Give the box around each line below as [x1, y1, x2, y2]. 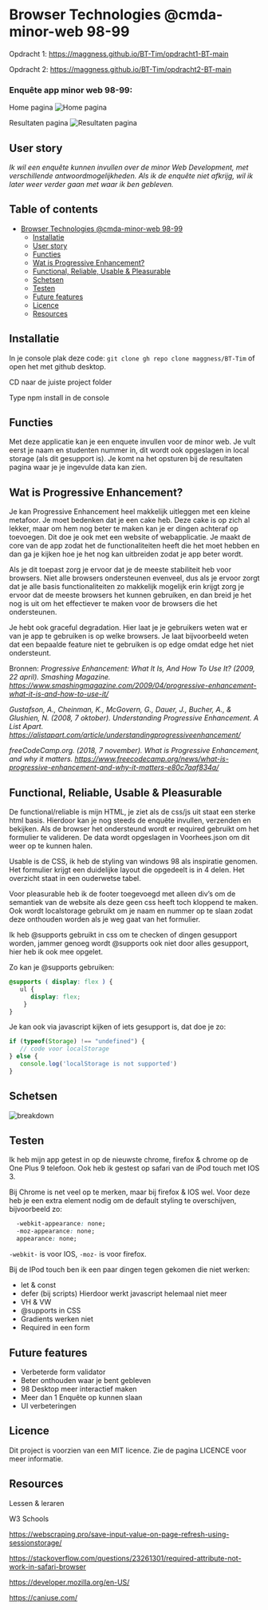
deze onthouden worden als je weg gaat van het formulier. [9, 915, 201, 924]
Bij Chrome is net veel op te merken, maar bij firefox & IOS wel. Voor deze [9, 1187, 250, 1197]
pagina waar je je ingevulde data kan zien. [9, 462, 148, 472]
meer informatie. [9, 1453, 64, 1464]
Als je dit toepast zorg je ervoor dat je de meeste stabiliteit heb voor [9, 565, 232, 575]
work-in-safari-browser [9, 1561, 87, 1572]
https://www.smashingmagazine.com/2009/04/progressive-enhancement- [9, 681, 258, 691]
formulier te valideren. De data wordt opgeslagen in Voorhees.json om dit [9, 833, 250, 843]
